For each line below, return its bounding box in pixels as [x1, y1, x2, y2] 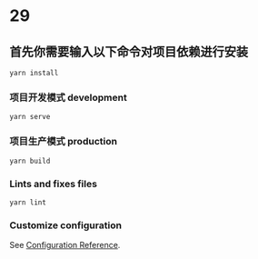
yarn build [9, 156, 51, 165]
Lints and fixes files [9, 177, 98, 190]
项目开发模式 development [9, 91, 127, 104]
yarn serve [9, 113, 51, 122]
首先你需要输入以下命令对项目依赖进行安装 [9, 44, 248, 59]
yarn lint [9, 197, 47, 207]
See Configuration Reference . [9, 240, 121, 251]
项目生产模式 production [9, 135, 118, 148]
